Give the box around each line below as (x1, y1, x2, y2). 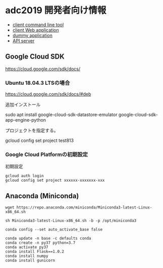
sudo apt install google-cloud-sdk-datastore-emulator (5, 112, 118, 118)
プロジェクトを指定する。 (5, 127, 59, 134)
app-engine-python (5, 117, 46, 123)
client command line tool (12, 21, 64, 28)
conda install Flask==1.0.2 (5, 249, 65, 254)
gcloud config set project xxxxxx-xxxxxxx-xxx (5, 178, 105, 183)
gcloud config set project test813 (5, 137, 74, 144)
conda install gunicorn (5, 258, 56, 263)
